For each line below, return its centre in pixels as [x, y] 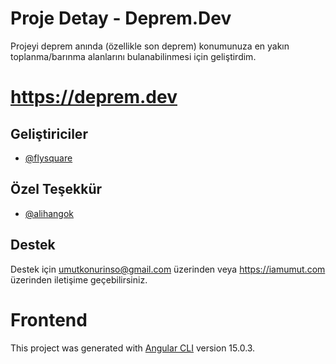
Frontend [49, 319]
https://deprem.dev [94, 97]
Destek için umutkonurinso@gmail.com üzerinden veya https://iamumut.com [168, 269]
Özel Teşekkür [56, 189]
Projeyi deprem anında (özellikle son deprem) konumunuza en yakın [150, 46]
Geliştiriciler [49, 133]
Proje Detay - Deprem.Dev [121, 18]
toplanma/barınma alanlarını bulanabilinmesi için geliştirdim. [133, 56]
